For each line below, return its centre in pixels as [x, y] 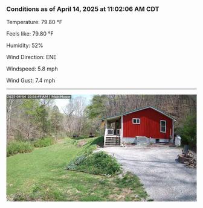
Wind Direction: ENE [31, 57]
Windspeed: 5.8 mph [32, 69]
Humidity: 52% [25, 46]
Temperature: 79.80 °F [34, 22]
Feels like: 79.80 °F [30, 34]
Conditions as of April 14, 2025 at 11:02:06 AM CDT [83, 9]
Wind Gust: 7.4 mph [31, 81]
